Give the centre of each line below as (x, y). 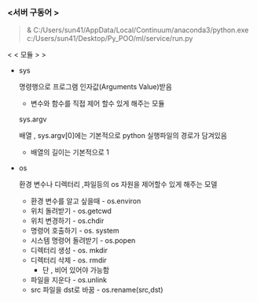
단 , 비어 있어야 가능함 (76, 270)
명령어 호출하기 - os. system (75, 231)
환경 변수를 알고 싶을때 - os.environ (86, 201)
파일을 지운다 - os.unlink (69, 280)
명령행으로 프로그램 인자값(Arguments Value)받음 (95, 87)
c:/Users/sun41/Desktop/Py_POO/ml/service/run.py (110, 39)
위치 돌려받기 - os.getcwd (71, 211)
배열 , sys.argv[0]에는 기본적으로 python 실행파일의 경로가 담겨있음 (123, 136)
